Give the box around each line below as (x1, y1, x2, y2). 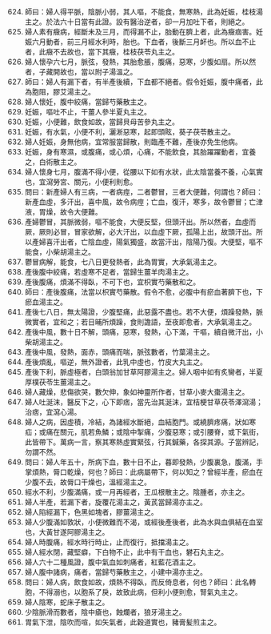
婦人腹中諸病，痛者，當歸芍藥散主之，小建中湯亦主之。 (24, 568, 207, 576)
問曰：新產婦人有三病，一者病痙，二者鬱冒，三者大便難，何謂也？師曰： (24, 187, 263, 196)
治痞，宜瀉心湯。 (24, 407, 82, 416)
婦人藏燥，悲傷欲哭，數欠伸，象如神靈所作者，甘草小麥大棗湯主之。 (24, 387, 249, 396)
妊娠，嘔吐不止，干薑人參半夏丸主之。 (24, 107, 151, 116)
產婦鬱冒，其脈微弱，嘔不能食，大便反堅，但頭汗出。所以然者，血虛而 (24, 217, 257, 227)
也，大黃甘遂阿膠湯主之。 (24, 528, 110, 536)
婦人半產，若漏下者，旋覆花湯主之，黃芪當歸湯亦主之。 (24, 497, 207, 507)
